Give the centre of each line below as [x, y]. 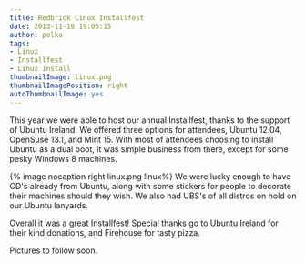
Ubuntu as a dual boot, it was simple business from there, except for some [149, 149]
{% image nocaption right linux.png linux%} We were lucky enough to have [150, 176]
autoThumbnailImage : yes [56, 94]
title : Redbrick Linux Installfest [77, 18]
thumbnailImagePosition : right [69, 86]
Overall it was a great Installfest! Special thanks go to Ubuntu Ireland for [144, 223]
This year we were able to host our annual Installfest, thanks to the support [150, 120]
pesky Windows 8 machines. [63, 158]
